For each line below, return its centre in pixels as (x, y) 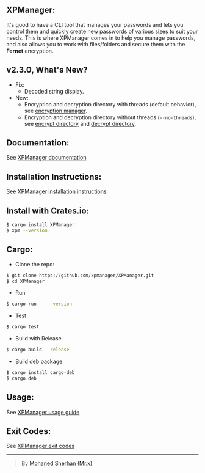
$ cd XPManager (26, 281)
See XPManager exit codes (41, 446)
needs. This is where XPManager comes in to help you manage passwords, (101, 38)
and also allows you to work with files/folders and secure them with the (96, 44)
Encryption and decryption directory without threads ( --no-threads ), (110, 117)
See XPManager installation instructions (56, 191)
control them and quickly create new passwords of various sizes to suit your (102, 31)
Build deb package (39, 361)
